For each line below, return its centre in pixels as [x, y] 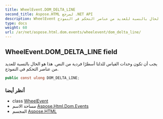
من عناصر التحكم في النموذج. [32, 69]
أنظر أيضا [15, 90]
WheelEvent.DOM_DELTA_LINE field [61, 52]
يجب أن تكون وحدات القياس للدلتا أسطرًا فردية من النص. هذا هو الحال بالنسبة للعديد [81, 63]
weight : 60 [16, 28]
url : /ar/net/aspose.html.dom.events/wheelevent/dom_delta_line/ [73, 32]
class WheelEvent [30, 101]
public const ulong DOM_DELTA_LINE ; [42, 78]
